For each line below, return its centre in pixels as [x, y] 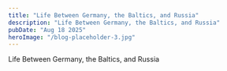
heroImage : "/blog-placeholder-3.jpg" [72, 37]
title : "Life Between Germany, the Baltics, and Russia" [104, 15]
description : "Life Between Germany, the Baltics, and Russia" [114, 23]
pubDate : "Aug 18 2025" [47, 30]
